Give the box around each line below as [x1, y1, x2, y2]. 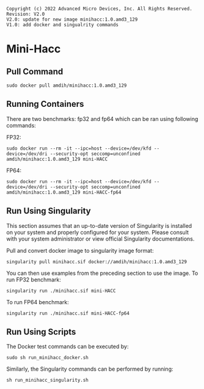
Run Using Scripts [6, 327, 76, 337]
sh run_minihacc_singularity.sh [6, 377, 89, 384]
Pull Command [6, 66, 64, 76]
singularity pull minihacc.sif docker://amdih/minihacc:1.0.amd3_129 [6, 258, 188, 265]
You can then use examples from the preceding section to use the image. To [6, 269, 199, 277]
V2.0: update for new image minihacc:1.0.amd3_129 [6, 16, 138, 23]
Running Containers [6, 99, 84, 109]
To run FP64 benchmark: [6, 298, 69, 305]
